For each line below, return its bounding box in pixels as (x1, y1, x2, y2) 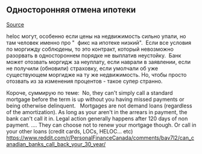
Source (6, 21, 24, 28)
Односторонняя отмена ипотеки (6, 5, 136, 15)
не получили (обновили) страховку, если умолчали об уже (6, 65, 159, 72)
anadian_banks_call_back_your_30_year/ (6, 140, 106, 147)
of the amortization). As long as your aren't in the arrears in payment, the (6, 108, 188, 115)
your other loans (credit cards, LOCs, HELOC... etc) (6, 127, 133, 135)
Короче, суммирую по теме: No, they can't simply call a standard (6, 89, 173, 96)
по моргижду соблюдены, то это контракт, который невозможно (6, 45, 174, 53)
